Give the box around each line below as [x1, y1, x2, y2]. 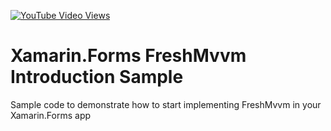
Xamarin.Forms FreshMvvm [10, 45, 247, 67]
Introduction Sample [10, 66, 184, 89]
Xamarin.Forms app [10, 109, 92, 121]
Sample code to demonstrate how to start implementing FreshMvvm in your [10, 98, 322, 110]
